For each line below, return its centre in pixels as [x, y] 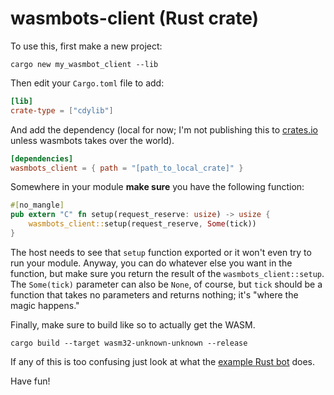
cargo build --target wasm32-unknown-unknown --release [129, 343]
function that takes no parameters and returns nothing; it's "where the [154, 294]
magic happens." [45, 305]
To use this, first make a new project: [86, 46]
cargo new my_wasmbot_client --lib [84, 64]
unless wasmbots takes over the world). [92, 140]
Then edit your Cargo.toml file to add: [87, 83]
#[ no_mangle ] [37, 205]
